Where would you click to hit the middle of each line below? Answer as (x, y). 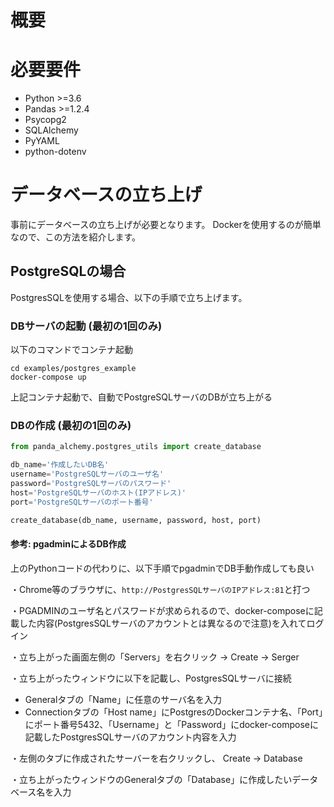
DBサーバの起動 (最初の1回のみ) (86, 326)
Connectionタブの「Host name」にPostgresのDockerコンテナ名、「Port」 (173, 712)
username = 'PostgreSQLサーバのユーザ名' (87, 474)
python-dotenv (55, 152)
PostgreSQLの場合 (68, 271)
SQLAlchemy (51, 130)
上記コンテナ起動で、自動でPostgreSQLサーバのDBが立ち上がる (141, 397)
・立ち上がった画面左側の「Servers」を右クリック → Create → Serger (155, 657)
